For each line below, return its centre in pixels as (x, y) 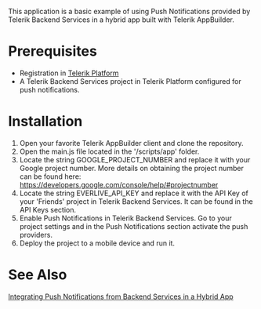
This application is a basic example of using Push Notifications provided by (129, 11)
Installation (45, 122)
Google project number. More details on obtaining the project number (132, 168)
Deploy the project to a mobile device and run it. (97, 243)
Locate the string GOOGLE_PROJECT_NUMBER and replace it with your (135, 159)
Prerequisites (53, 51)
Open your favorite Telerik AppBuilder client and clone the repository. (131, 143)
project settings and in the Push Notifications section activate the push (134, 226)
